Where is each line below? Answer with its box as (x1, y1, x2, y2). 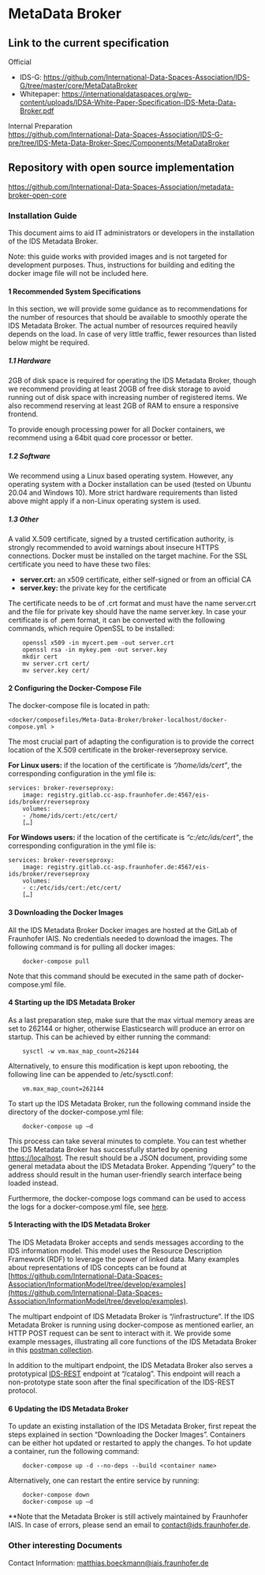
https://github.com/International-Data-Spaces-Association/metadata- (8, 182, 234, 191)
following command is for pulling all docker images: (8, 942, 176, 951)
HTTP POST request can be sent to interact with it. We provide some (8, 1328, 231, 1338)
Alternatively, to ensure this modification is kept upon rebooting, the (8, 1061, 229, 1071)
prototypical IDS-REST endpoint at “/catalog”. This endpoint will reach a (8, 1369, 241, 1379)
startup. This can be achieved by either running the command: (8, 1032, 211, 1042)
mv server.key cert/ (22, 667, 90, 675)
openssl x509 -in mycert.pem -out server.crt (22, 639, 175, 647)
